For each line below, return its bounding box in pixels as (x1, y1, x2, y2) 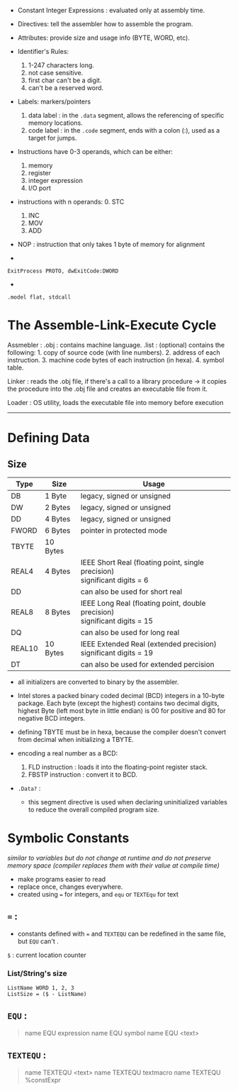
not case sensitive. (28, 69, 84, 77)
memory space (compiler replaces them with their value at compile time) (7, 861, 220, 870)
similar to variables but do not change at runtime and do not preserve (7, 853, 211, 862)
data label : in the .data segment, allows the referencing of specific (28, 111, 225, 119)
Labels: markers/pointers (17, 97, 91, 106)
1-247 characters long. (28, 61, 94, 70)
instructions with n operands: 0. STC (17, 198, 125, 206)
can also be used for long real (80, 627, 180, 637)
